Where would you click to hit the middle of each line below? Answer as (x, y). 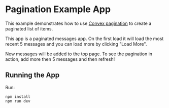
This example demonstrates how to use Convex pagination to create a (78, 23)
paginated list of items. (29, 28)
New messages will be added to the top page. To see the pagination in (79, 54)
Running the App (32, 75)
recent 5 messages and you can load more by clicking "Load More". (76, 44)
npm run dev (18, 101)
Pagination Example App (58, 9)
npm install (18, 97)
